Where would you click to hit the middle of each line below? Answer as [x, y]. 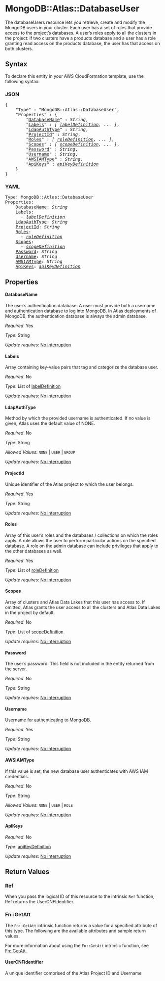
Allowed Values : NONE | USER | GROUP [40, 452]
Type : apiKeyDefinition [28, 846]
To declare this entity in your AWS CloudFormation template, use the [74, 76]
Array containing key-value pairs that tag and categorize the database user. [82, 367]
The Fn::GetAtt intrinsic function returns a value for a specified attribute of [81, 925]
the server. [16, 669]
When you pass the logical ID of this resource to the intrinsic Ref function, [80, 896]
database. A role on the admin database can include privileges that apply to [82, 546]
